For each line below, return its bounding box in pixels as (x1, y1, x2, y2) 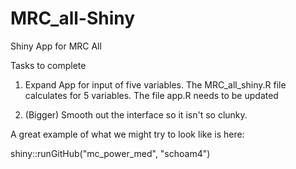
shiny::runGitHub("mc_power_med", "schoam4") (10, 147, 211, 159)
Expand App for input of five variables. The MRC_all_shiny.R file (24, 78, 287, 91)
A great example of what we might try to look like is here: (10, 128, 245, 140)
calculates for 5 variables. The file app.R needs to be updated (24, 89, 279, 101)
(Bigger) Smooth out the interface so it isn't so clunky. (24, 108, 248, 121)
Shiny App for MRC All (10, 40, 102, 52)
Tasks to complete (10, 59, 87, 71)
